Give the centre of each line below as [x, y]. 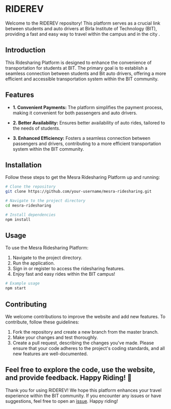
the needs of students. [36, 128]
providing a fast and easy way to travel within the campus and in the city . [83, 34]
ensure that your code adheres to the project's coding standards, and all [89, 348]
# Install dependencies [31, 215]
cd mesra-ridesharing [28, 206]
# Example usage [22, 283]
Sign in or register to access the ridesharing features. [69, 269]
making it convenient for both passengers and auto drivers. [75, 113]
